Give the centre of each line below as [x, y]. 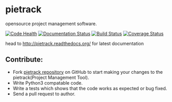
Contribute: [24, 60]
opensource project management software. [51, 24]
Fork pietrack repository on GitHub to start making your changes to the [88, 72]
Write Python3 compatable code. [48, 83]
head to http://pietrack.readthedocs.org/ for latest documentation [75, 43]
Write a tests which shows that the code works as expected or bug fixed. [90, 88]
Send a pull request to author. [44, 94]
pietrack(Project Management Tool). [51, 77]
